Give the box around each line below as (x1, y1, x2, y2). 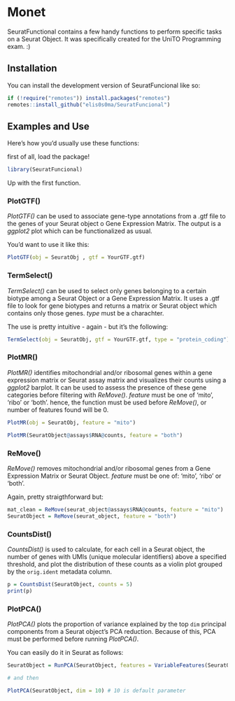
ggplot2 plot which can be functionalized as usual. (7, 227, 152, 235)
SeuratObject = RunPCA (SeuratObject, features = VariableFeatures (7, 662, 205, 669)
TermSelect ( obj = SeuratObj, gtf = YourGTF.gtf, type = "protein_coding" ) (7, 336, 230, 343)
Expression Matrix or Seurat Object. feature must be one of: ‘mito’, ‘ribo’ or (7, 472, 222, 480)
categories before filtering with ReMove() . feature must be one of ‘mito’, (7, 390, 214, 399)
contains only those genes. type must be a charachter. (7, 309, 164, 317)
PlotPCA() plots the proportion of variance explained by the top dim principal (7, 620, 227, 628)
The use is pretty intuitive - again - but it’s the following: (7, 323, 169, 331)
